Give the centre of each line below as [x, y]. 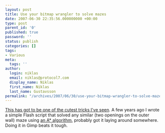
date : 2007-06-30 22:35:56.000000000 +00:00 [51, 19]
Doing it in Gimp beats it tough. [36, 126]
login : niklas [24, 73]
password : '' [18, 37]
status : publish [22, 42]
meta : [11, 60]
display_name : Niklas [32, 82]
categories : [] [21, 46]
